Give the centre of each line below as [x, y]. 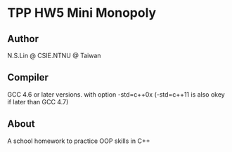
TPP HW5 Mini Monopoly [82, 13]
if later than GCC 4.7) [38, 102]
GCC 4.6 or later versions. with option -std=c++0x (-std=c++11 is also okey [116, 94]
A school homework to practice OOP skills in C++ [79, 141]
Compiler [28, 77]
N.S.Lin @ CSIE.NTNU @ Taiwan [54, 55]
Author [23, 39]
